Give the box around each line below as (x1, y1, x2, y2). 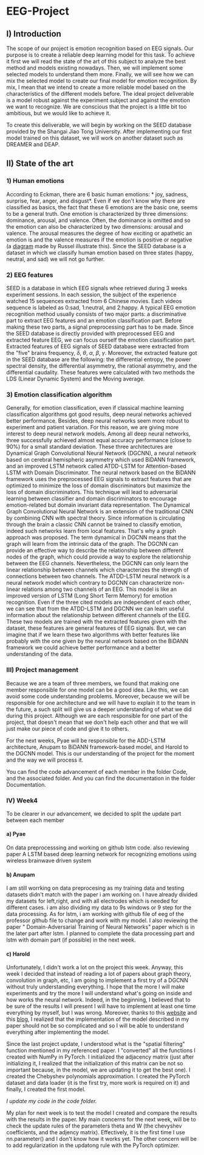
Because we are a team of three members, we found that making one (6, 679, 180, 687)
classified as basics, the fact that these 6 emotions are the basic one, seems (6, 203, 198, 211)
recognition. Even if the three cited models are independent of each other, (6, 599, 191, 606)
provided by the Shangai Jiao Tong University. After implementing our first (6, 128, 192, 135)
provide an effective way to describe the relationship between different (6, 547, 184, 554)
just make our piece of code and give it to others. (6, 724, 129, 732)
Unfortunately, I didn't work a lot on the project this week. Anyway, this (6, 964, 183, 971)
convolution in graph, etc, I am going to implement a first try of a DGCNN (6, 977, 188, 984)
